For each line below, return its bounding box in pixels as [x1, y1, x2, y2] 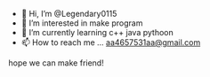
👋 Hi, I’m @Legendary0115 [20, 9, 117, 19]
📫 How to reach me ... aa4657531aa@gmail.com [20, 37, 201, 48]
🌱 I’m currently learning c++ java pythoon [20, 27, 174, 37]
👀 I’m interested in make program [20, 18, 143, 28]
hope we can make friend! [8, 58, 104, 68]
